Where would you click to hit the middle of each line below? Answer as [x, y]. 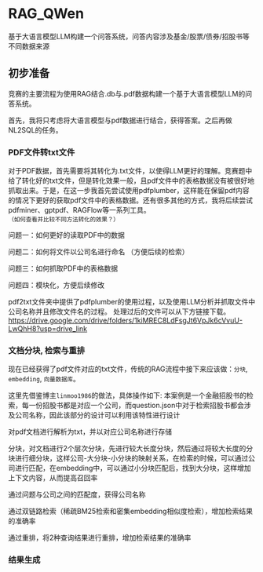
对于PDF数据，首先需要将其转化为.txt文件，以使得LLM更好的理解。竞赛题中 [130, 171]
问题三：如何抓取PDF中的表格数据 [63, 268]
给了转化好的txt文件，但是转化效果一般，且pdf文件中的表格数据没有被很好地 [131, 180]
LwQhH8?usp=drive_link [48, 329]
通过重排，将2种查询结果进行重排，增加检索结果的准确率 [100, 537]
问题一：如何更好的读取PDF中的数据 [67, 235]
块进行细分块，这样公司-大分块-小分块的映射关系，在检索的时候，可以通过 [128, 458]
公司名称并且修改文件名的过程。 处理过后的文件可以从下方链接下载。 [119, 312]
